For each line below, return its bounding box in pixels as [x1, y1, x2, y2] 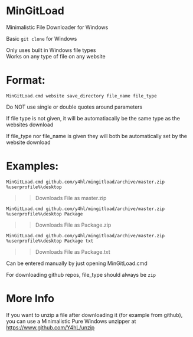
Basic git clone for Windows [6, 35, 77, 42]
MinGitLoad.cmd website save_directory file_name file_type [6, 93, 158, 99]
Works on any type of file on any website [6, 53, 106, 60]
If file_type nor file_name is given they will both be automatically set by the [6, 132, 188, 139]
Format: [6, 74, 45, 87]
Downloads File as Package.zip [35, 221, 112, 228]
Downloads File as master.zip [35, 194, 107, 201]
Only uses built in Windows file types [6, 46, 96, 54]
